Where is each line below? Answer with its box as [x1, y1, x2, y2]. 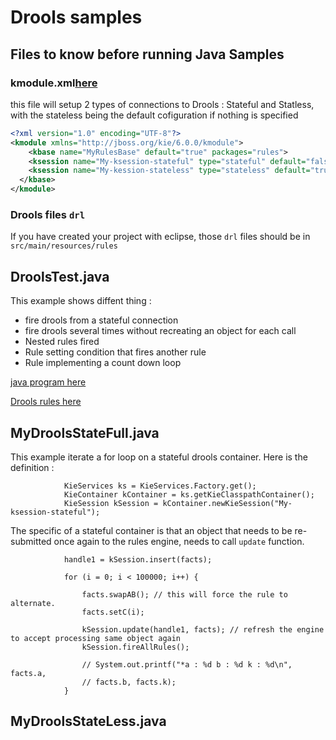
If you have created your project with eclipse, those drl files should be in [10, 231, 311, 243]
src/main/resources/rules [10, 241, 118, 251]
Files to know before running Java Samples [10, 46, 285, 63]
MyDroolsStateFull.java [10, 424, 160, 441]
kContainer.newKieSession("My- [162, 498, 293, 508]
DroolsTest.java [10, 268, 110, 285]
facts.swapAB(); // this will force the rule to [81, 589, 288, 600]
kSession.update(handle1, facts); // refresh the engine [81, 624, 325, 635]
